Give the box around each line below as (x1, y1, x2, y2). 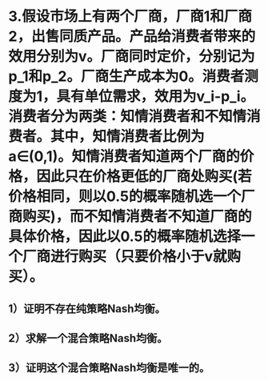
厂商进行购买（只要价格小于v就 (22, 247, 227, 266)
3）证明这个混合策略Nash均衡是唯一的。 (8, 361, 210, 375)
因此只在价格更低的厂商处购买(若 (36, 167, 252, 186)
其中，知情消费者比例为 (50, 127, 206, 146)
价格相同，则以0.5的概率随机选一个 (8, 187, 242, 206)
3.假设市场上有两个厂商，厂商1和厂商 (8, 7, 252, 26)
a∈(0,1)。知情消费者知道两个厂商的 (8, 147, 240, 166)
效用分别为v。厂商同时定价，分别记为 (8, 47, 255, 66)
